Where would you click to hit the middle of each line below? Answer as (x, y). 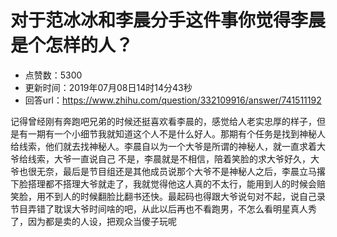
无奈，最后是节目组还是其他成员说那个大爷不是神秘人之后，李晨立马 (176, 171)
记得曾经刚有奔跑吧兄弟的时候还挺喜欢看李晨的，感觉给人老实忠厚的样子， (163, 121)
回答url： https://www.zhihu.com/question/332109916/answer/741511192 (173, 100)
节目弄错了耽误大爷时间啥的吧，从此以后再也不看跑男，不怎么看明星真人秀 (163, 208)
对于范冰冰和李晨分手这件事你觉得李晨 (168, 20)
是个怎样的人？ (72, 45)
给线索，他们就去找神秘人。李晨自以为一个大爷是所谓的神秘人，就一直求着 (163, 146)
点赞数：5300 (53, 75)
